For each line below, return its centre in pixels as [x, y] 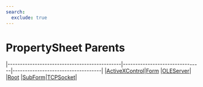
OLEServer [176, 71]
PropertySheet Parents [65, 48]
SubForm [34, 77]
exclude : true [29, 18]
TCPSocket [61, 77]
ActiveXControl [125, 71]
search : [16, 12]
